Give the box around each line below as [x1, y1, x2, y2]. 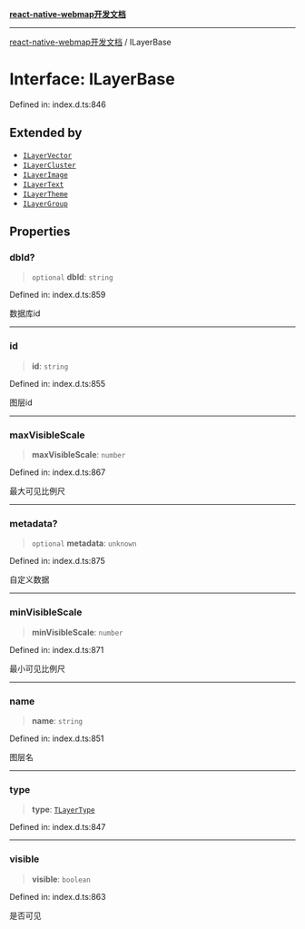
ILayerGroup [22, 199, 68, 208]
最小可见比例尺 [9, 663, 65, 674]
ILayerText [22, 180, 64, 189]
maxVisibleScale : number [31, 450, 126, 460]
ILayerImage [22, 170, 68, 180]
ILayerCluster [22, 161, 76, 170]
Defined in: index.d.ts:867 [9, 467, 106, 478]
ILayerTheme [22, 190, 68, 199]
